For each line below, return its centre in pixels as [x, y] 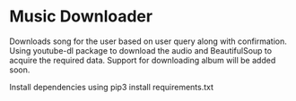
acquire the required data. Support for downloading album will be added [143, 60]
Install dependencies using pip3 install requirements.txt [111, 87]
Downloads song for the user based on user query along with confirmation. [148, 41]
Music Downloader [81, 17]
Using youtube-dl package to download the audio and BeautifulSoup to [140, 50]
